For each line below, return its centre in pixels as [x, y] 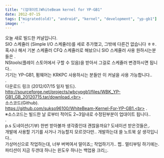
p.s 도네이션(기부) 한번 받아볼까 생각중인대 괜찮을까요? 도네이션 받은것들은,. [78, 126]
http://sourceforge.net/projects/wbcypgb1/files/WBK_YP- [63, 92]
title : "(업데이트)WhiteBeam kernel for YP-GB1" [54, 10]
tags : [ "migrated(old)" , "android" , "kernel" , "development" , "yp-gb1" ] [81, 19]
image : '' [15, 23]
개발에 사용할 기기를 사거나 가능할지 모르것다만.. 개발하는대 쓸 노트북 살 [73, 132]
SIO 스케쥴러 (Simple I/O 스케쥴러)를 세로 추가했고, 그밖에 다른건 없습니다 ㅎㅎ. [81, 44]
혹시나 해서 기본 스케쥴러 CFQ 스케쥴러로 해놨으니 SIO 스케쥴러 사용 [70, 50]
